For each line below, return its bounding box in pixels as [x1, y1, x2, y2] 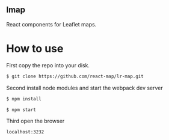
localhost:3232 [6, 129, 45, 135]
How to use [6, 42, 64, 55]
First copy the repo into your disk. [6, 61, 90, 68]
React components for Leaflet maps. [6, 20, 97, 28]
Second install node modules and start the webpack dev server [6, 84, 164, 91]
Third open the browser [6, 117, 65, 125]
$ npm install [6, 96, 42, 102]
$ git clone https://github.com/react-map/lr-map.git [6, 73, 144, 79]
